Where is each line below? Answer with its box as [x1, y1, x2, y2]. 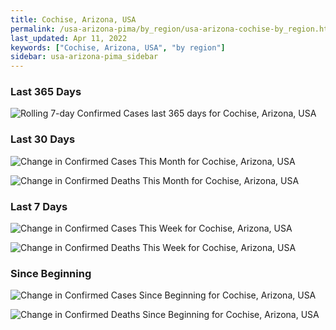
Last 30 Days [10, 132, 76, 146]
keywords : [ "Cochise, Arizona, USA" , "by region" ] [10, 42, 226, 53]
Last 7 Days [10, 199, 68, 213]
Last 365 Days [10, 85, 82, 99]
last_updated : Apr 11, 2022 [10, 33, 128, 43]
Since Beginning [10, 266, 92, 280]
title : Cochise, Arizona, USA [10, 14, 137, 25]
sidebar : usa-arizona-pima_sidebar [10, 52, 159, 62]
